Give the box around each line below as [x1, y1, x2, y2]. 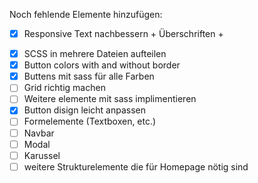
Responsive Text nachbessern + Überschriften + [23, 28, 224, 39]
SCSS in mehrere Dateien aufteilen [23, 48, 167, 60]
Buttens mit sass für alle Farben [23, 70, 155, 83]
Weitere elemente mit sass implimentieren [23, 93, 197, 105]
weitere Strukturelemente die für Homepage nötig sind [23, 160, 249, 173]
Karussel [23, 149, 61, 161]
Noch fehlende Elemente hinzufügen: [9, 9, 163, 20]
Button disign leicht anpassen [23, 104, 147, 116]
